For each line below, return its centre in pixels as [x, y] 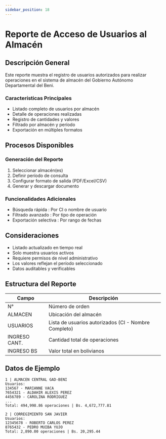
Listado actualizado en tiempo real [47, 247]
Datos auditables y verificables [44, 268]
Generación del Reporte [34, 160]
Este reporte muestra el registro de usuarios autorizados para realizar [76, 75]
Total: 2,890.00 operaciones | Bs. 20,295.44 [53, 432]
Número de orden [69, 306]
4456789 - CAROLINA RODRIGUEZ [36, 397]
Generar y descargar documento [45, 186]
